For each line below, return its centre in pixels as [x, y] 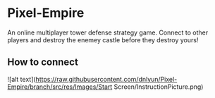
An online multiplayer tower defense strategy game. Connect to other [108, 32]
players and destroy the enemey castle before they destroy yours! [103, 39]
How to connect [43, 62]
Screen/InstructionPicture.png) [159, 87]
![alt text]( [22, 79]
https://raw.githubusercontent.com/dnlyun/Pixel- [106, 79]
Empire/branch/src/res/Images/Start [60, 87]
